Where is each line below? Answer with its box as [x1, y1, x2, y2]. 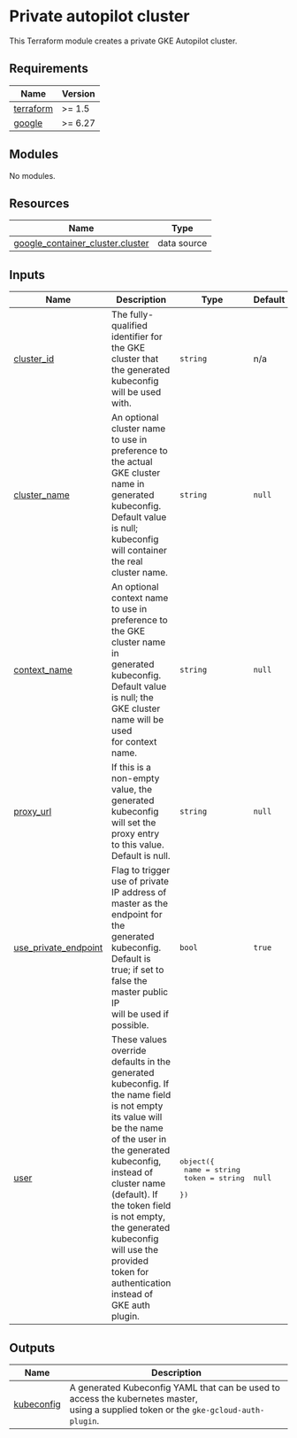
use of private [111, 875, 170, 887]
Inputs [9, 267, 46, 282]
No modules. [9, 170, 56, 181]
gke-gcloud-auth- [191, 1405, 265, 1415]
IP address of [111, 886, 167, 899]
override [111, 1045, 147, 1057]
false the [111, 975, 148, 987]
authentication [111, 1277, 171, 1289]
